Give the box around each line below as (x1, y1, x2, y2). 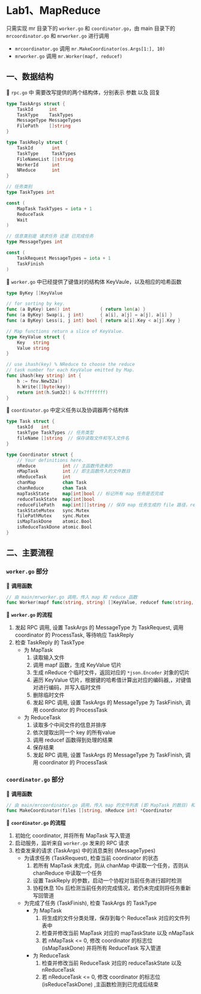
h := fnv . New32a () (17, 378, 63, 384)
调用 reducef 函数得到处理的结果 (32, 737, 113, 744)
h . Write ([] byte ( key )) (17, 383, 71, 390)
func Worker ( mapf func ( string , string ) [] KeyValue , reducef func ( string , (6, 599, 194, 606)
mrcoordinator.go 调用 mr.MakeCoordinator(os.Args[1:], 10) (14, 44, 166, 52)
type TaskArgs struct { (6, 101, 66, 107)
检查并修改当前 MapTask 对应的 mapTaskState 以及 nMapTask (41, 929, 194, 937)
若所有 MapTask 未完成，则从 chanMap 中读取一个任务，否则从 (32, 862, 189, 869)
